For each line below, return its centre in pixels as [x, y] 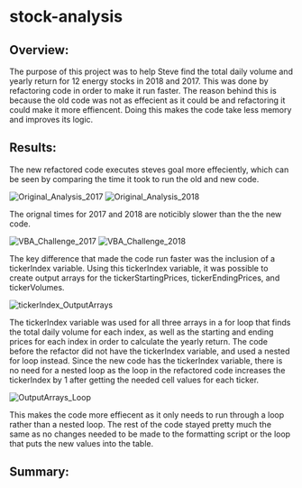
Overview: [39, 50]
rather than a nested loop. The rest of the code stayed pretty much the [141, 424]
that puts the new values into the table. [82, 443]
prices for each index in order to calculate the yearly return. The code [139, 341]
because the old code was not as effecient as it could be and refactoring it [147, 100]
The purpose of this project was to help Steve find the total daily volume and [151, 71]
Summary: [39, 472]
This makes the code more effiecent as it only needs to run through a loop [147, 414]
